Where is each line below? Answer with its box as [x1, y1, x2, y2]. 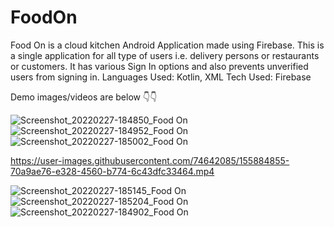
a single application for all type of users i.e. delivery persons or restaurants [10, 49, 320, 61]
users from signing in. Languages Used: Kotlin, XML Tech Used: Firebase [10, 71, 312, 83]
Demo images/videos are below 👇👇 [10, 91, 158, 103]
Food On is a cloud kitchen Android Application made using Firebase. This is [10, 39, 325, 51]
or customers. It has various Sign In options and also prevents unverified [10, 60, 309, 72]
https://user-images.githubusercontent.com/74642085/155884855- [10, 154, 290, 166]
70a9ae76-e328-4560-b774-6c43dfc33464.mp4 [10, 165, 215, 177]
